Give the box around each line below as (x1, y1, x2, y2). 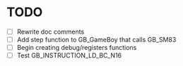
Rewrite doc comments (16, 27, 85, 36)
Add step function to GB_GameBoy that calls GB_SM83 (16, 36, 177, 44)
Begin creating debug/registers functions (16, 44, 137, 52)
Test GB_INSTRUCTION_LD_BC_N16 (16, 51, 122, 60)
